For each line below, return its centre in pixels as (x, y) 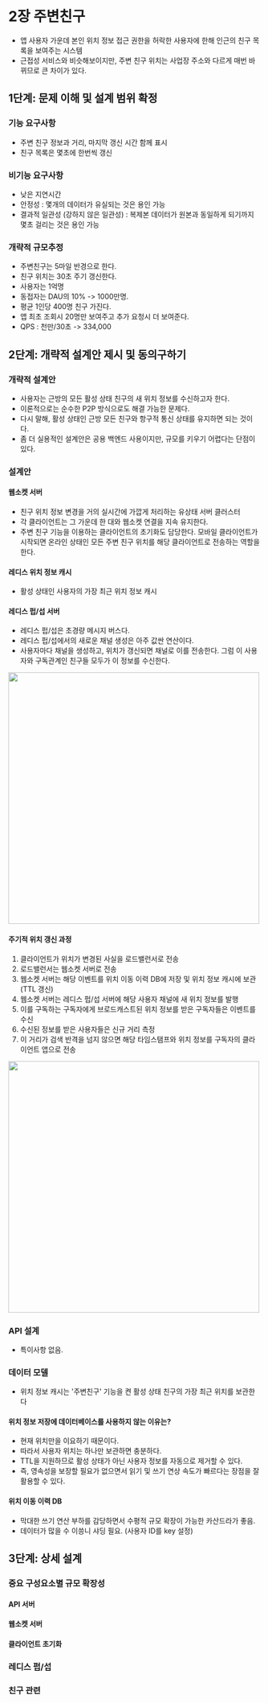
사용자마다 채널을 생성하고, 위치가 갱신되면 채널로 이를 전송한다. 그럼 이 (131, 651)
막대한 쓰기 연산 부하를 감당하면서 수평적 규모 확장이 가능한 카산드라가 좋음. (138, 1520)
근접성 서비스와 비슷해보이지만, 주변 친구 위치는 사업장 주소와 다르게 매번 (133, 60)
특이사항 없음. (42, 1350)
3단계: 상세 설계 (45, 1559)
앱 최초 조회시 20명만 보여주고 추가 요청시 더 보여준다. (105, 317)
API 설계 (24, 1330)
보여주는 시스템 (59, 50)
